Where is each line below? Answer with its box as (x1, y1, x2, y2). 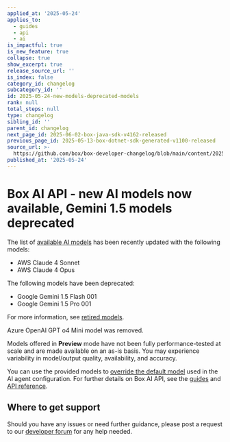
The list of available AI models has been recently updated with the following (7, 238, 220, 246)
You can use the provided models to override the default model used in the (7, 367, 218, 376)
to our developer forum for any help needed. (7, 427, 132, 435)
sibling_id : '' (7, 118, 51, 125)
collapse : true (7, 55, 51, 62)
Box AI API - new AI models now (7, 186, 192, 201)
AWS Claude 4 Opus (16, 265, 75, 274)
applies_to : (7, 16, 41, 23)
